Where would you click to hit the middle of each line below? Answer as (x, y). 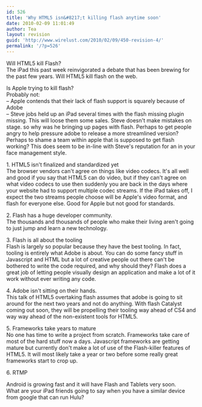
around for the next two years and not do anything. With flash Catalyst (94, 303)
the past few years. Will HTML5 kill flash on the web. (72, 76)
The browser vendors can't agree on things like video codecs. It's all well (98, 171)
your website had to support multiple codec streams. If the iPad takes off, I (99, 190)
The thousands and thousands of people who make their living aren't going (100, 221)
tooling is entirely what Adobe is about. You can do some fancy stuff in (95, 253)
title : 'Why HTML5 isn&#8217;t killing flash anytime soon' (84, 18)
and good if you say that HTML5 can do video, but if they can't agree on (96, 177)
